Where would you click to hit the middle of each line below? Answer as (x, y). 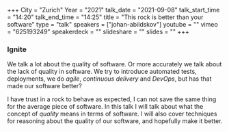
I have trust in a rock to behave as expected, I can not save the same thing (112, 99)
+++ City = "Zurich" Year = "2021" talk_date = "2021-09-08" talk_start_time (113, 10)
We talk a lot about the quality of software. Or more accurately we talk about (114, 64)
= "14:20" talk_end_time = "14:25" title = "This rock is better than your (105, 17)
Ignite (17, 49)
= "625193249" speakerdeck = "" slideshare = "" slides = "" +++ (98, 31)
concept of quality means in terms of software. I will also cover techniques (112, 114)
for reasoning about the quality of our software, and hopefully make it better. (115, 121)
